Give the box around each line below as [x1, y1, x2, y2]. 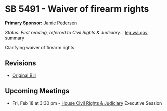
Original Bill [12, 72, 36, 78]
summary [5, 35, 25, 41]
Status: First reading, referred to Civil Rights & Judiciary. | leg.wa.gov [5, 29, 148, 35]
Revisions [5, 59, 36, 68]
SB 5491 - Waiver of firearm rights [5, 3, 149, 15]
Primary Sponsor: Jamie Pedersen [5, 20, 77, 26]
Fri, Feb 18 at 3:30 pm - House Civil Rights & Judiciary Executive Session [12, 100, 162, 106]
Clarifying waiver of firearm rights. [5, 44, 76, 50]
